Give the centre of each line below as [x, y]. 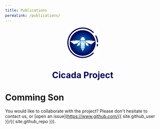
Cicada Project [83, 75]
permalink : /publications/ [33, 15]
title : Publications [26, 10]
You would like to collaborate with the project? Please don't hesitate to [76, 111]
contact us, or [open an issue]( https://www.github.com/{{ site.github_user [80, 116]
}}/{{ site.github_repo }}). [30, 121]
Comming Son [35, 97]
